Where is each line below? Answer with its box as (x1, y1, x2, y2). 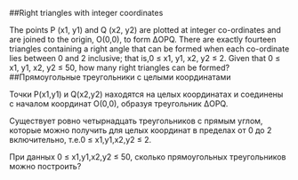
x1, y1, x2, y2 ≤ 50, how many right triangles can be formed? (9, 62, 230, 73)
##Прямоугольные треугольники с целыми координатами (9, 72, 231, 82)
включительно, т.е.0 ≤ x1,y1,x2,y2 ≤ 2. (9, 135, 152, 145)
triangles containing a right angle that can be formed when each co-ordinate (9, 43, 290, 54)
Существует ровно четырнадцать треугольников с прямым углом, (9, 115, 263, 126)
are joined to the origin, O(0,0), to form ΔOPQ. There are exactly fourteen (9, 35, 277, 44)
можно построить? (9, 161, 82, 171)
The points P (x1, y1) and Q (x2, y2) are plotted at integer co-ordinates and (9, 25, 282, 35)
